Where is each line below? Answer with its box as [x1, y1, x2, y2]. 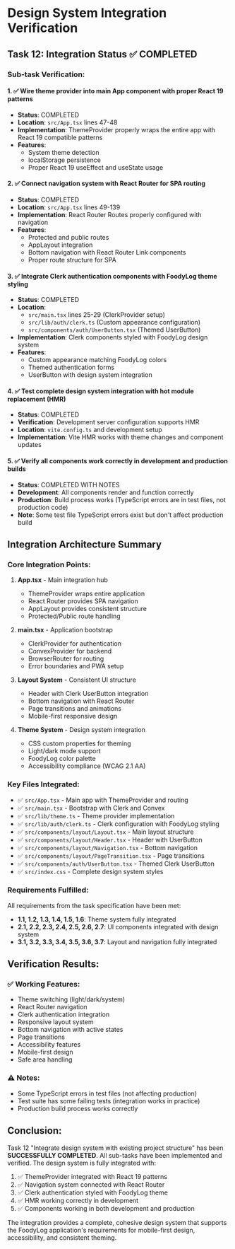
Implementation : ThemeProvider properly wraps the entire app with [17, 125, 216, 134]
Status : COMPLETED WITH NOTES [17, 480, 120, 489]
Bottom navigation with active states [17, 1026, 123, 1034]
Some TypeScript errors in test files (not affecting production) [17, 1089, 198, 1098]
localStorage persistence [28, 156, 101, 164]
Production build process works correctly [17, 1104, 138, 1113]
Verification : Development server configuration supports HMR [17, 418, 200, 426]
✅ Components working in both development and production [17, 1204, 195, 1212]
